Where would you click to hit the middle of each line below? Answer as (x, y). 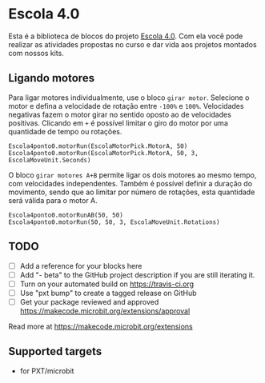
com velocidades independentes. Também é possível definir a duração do (130, 183)
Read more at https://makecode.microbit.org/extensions (101, 326)
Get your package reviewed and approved (89, 301)
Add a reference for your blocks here (81, 265)
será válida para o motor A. (53, 200)
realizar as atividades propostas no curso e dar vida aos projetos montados (133, 44)
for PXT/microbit (47, 371)
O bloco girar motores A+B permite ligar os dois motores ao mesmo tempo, (132, 175)
